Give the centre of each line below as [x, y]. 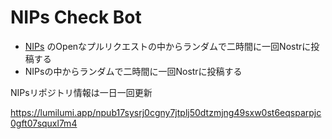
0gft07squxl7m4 [44, 123]
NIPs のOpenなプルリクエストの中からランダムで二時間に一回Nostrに [168, 46]
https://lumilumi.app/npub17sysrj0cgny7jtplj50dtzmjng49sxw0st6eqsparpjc [166, 112]
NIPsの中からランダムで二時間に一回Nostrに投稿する [133, 71]
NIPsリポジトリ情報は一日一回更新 [81, 92]
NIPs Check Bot [76, 17]
